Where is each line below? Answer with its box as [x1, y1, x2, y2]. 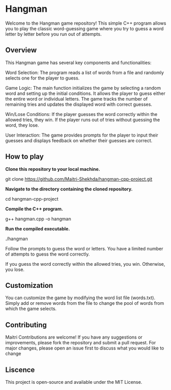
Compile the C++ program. [5, 206, 63, 212]
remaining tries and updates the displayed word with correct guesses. [5, 101, 152, 107]
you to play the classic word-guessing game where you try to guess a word [5, 25, 164, 31]
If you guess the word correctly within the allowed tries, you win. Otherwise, [5, 261, 165, 267]
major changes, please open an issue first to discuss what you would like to [5, 345, 164, 352]
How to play [5, 152, 44, 161]
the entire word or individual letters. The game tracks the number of [5, 95, 148, 102]
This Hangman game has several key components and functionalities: [5, 60, 152, 66]
